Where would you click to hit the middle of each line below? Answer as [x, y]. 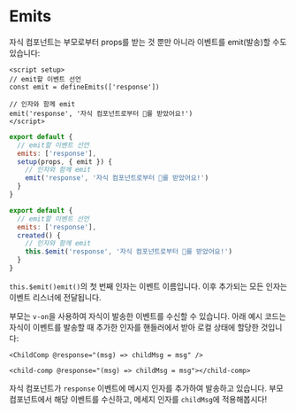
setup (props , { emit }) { [65, 161]
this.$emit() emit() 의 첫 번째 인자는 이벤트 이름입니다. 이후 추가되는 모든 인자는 [148, 286]
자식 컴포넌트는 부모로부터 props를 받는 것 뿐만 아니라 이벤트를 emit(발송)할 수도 [148, 42]
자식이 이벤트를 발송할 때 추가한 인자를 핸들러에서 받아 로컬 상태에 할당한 [134, 327]
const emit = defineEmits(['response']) [85, 87]
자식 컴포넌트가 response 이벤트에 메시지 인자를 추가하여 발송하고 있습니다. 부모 [147, 388]
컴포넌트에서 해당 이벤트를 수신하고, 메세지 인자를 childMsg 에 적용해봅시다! [138, 399]
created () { [39, 235]
